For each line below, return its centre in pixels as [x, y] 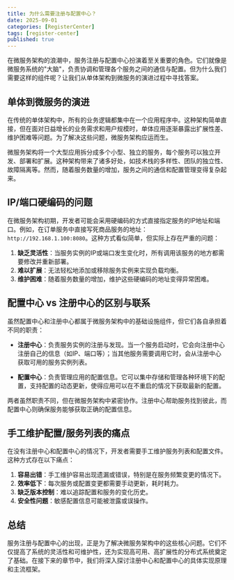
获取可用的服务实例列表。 [54, 362]
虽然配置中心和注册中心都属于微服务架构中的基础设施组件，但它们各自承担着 [117, 321]
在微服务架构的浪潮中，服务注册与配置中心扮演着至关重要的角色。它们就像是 [117, 61]
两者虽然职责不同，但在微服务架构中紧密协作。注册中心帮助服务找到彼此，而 [117, 400]
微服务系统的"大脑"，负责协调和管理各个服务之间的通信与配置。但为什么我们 [117, 69]
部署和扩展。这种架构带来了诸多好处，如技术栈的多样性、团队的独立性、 [123, 160]
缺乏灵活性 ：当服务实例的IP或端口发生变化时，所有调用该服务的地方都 [118, 252]
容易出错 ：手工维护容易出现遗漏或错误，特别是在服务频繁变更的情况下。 [121, 475]
